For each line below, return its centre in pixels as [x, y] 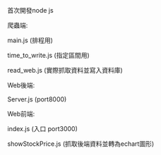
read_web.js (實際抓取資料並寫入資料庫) [65, 70]
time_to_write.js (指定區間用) [48, 55]
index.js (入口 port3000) [42, 129]
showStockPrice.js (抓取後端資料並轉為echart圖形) [81, 144]
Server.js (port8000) [37, 99]
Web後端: [21, 85]
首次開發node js [31, 10]
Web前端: [21, 114]
